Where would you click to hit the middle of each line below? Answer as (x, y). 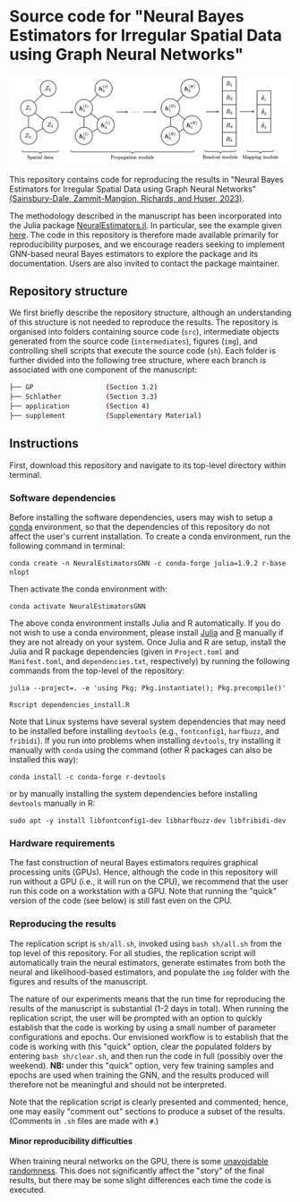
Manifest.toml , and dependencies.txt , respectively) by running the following (150, 661)
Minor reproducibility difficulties (71, 1141)
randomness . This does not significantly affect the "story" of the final (137, 1171)
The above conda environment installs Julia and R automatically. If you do (145, 623)
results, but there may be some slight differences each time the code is (140, 1180)
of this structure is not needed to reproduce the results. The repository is (144, 322)
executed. (28, 1189)
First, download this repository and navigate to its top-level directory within (148, 465)
